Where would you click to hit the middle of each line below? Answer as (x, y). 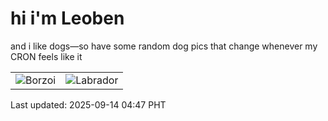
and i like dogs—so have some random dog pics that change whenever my (164, 46)
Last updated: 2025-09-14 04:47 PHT (88, 104)
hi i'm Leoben (67, 18)
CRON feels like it (46, 56)
